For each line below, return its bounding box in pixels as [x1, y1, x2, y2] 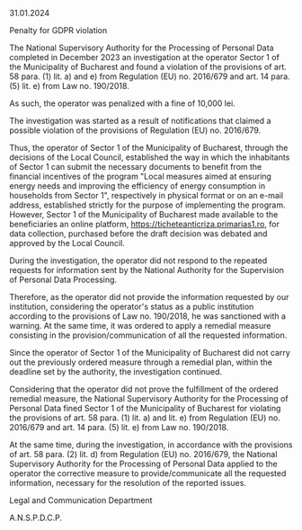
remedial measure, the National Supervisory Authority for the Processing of [9, 393, 289, 403]
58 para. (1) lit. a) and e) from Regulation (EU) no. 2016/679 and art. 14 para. [9, 71, 290, 82]
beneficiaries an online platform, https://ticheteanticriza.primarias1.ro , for [9, 219, 280, 229]
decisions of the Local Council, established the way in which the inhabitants [9, 152, 290, 163]
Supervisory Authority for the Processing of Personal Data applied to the [9, 458, 279, 469]
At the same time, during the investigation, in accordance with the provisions [9, 439, 293, 450]
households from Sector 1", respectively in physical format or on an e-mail [9, 190, 284, 200]
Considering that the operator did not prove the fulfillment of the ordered [9, 384, 279, 394]
